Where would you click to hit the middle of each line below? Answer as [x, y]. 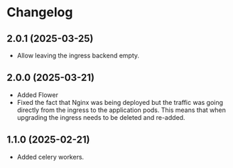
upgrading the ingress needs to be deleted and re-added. [101, 117]
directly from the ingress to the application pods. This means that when [121, 110]
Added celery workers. [50, 157]
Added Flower [37, 95]
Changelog [40, 12]
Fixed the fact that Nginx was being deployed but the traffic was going [120, 102]
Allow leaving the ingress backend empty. [78, 55]
